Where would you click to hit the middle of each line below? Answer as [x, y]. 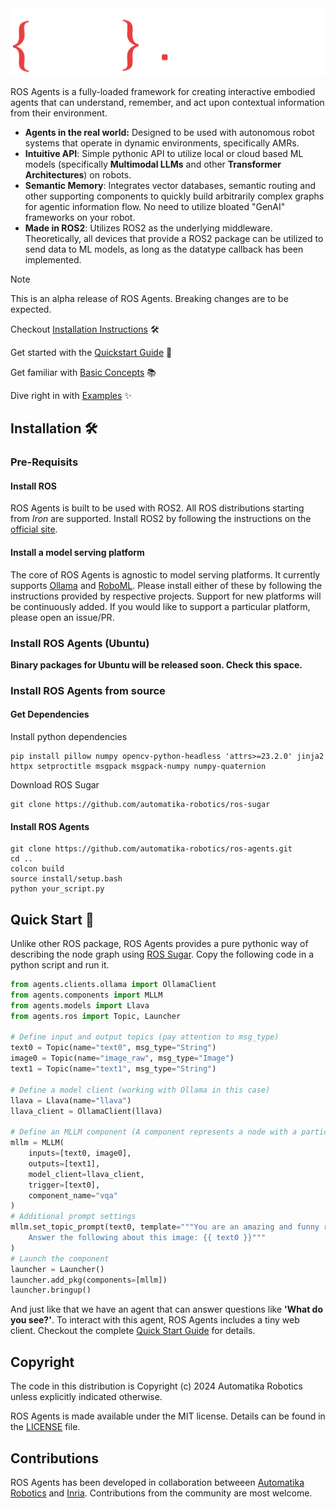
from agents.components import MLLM [86, 995]
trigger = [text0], [64, 1185]
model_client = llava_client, [86, 1174]
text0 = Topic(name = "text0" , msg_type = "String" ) [113, 1048]
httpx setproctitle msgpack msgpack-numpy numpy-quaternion [138, 767]
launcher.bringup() [51, 1290]
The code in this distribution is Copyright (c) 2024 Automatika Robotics [156, 1386]
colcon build [37, 869]
